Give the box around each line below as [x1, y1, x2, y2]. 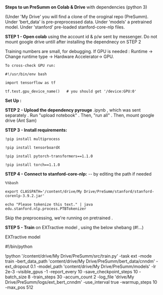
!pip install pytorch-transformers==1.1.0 [5, 154, 93, 159]
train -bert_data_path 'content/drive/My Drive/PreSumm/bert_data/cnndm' [5, 258, 155, 264]
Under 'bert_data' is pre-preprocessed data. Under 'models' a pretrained [5, 19, 152, 25]
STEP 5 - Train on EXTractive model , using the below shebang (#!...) [5, 225, 144, 230]
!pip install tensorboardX [5, 145, 60, 150]
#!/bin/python [5, 243, 33, 249]
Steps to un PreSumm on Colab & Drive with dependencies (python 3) [5, 4, 148, 10]
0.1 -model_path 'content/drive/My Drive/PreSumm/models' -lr [30, 264, 156, 269]
